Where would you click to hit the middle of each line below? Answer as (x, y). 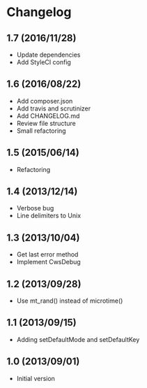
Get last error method (47, 254)
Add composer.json (45, 101)
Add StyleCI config (44, 62)
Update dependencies (48, 55)
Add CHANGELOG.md (48, 115)
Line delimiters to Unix (49, 216)
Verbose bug (35, 208)
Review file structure (46, 123)
